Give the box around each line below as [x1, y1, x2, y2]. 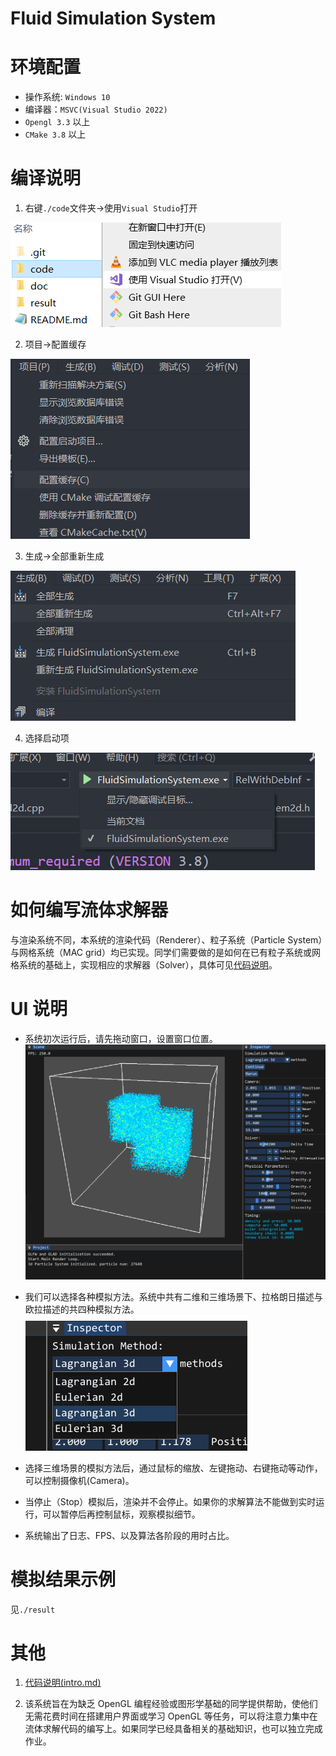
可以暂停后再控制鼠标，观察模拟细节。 [42, 1508, 201, 1520]
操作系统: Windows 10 [24, 91, 111, 103]
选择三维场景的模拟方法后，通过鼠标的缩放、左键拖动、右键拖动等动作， [24, 1462, 323, 1474]
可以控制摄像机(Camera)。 [24, 1474, 135, 1486]
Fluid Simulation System [10, 7, 217, 30]
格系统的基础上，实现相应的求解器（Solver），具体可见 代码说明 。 [10, 959, 278, 971]
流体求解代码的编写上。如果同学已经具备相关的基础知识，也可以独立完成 [24, 1723, 323, 1735]
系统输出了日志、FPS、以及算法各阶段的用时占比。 [24, 1529, 235, 1541]
